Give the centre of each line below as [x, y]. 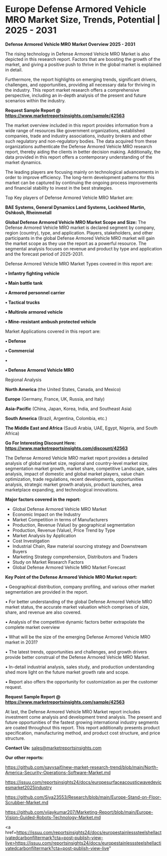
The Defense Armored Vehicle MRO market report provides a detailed [77, 458]
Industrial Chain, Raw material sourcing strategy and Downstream [80, 546]
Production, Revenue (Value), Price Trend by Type [64, 530]
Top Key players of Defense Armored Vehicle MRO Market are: [69, 198]
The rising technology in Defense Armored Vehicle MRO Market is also [78, 54]
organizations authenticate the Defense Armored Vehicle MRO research [79, 146]
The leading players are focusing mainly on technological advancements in [82, 172]
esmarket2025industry [29, 787]
